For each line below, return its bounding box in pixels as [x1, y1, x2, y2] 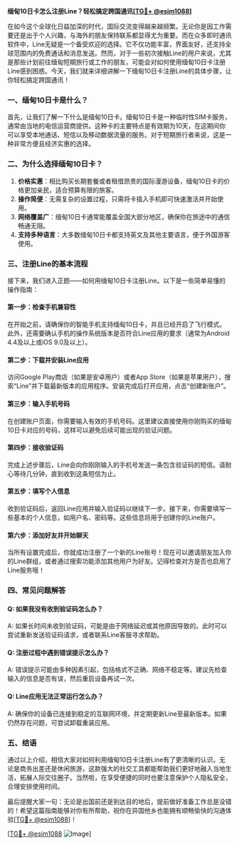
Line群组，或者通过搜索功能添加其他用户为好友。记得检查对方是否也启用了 [13, 557, 232, 566]
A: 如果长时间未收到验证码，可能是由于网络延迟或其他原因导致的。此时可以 [7, 622, 228, 630]
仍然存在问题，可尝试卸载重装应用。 [7, 718, 114, 727]
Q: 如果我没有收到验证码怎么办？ [7, 604, 103, 613]
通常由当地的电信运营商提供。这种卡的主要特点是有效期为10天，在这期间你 [7, 121, 226, 131]
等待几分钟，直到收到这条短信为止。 [13, 469, 119, 477]
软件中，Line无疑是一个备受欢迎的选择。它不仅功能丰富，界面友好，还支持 [7, 40, 225, 49]
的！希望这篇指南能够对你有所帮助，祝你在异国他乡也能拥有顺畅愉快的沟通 [7, 806, 225, 814]
